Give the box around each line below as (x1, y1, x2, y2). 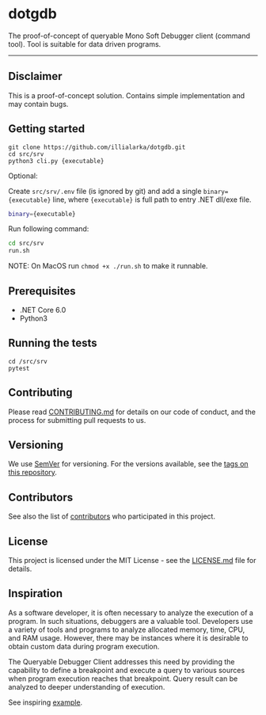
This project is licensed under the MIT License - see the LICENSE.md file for (8, 556, 256, 565)
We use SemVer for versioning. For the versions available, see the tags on (8, 459, 249, 469)
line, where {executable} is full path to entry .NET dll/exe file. (52, 195, 252, 204)
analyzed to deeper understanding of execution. (8, 682, 165, 691)
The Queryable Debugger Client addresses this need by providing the (8, 656, 235, 666)
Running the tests (8, 337, 97, 350)
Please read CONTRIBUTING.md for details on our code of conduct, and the (8, 407, 256, 416)
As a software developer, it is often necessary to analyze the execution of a (8, 607, 253, 618)
